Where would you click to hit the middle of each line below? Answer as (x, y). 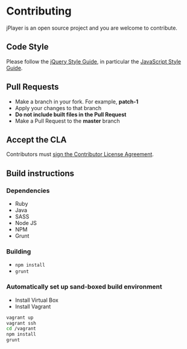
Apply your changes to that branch (58, 108)
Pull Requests (33, 87)
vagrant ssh (21, 323)
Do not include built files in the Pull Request (71, 114)
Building (19, 251)
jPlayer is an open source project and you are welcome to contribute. (92, 28)
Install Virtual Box (36, 300)
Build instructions (40, 173)
